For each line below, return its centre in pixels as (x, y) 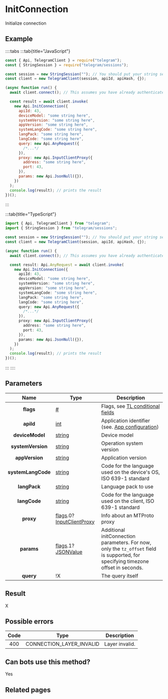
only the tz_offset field (129, 549)
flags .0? (65, 515)
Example (19, 39)
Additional (113, 530)
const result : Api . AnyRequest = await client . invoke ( (67, 265)
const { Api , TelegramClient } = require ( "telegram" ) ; (63, 60)
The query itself (120, 575)
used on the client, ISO (128, 501)
